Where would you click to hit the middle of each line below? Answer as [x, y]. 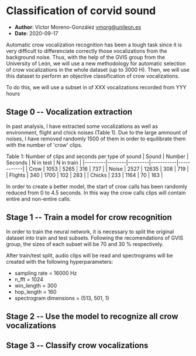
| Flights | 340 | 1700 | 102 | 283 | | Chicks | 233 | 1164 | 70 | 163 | [85, 175]
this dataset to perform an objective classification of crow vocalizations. [93, 76]
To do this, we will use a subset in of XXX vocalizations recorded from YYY [96, 87]
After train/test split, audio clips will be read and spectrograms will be [90, 255]
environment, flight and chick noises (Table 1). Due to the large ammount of [97, 132]
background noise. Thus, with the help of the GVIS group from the [86, 57]
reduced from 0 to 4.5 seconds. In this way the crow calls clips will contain [96, 193]
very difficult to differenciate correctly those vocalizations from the [87, 51]
